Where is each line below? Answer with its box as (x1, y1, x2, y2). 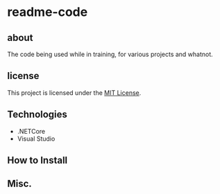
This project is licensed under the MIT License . (7, 88, 142, 97)
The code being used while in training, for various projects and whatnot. (7, 50, 213, 58)
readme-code (7, 4, 88, 20)
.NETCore (17, 127, 46, 135)
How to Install (7, 155, 68, 166)
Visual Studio (17, 134, 56, 143)
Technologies (7, 109, 68, 121)
